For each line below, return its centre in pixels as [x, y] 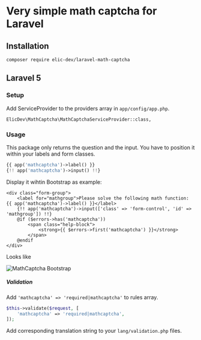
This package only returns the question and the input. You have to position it [100, 147]
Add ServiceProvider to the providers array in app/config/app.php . [88, 108]
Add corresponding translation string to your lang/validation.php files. [94, 331]
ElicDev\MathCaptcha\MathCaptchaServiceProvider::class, [79, 119]
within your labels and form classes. [51, 154]
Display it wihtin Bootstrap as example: [54, 182]
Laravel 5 [24, 78]
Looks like [19, 257]
